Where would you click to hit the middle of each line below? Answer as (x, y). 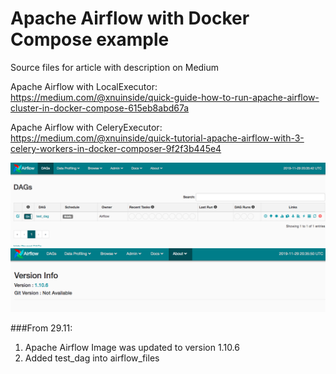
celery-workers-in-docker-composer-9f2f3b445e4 (116, 148)
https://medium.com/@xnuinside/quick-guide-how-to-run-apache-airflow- (165, 97)
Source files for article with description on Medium (115, 67)
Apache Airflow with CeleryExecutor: (86, 127)
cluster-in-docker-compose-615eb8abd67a (100, 108)
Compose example (90, 39)
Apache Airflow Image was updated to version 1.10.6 (132, 347)
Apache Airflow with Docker (130, 18)
